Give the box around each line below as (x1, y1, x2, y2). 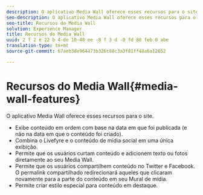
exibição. (14, 143, 38, 150)
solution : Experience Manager (6, 25, 83, 32)
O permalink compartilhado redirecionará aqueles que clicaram (14, 168, 172, 176)
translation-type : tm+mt (6, 43, 69, 49)
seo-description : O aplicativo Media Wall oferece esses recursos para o (6, 14, 196, 21)
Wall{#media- (107, 79, 178, 93)
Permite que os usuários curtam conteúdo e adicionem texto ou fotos (14, 149, 188, 157)
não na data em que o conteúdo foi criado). (14, 130, 123, 138)
